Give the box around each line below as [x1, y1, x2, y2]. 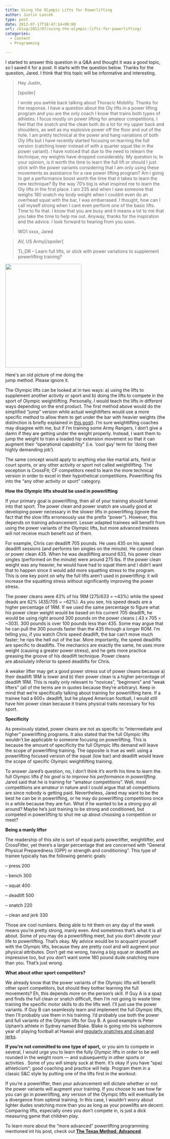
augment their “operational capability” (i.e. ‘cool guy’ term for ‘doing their [5, 441, 158, 447]
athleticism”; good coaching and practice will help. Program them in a [5, 1065, 151, 1071]
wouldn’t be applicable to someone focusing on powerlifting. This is [5, 737, 147, 743]
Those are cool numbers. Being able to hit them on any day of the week [5, 921, 155, 928]
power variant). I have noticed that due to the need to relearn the [17, 148, 153, 154]
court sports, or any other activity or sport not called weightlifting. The [5, 462, 152, 468]
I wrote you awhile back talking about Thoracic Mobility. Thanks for [17, 99, 159, 105]
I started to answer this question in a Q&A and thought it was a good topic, [5, 59, 161, 65]
